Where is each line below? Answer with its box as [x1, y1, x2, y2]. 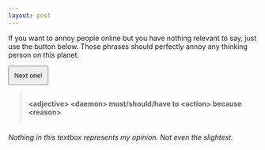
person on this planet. [8, 50, 80, 59]
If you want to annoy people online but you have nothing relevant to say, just [8, 33, 257, 43]
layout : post [8, 11, 51, 20]
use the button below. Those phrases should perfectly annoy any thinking [8, 41, 248, 51]
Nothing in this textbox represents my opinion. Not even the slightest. [8, 133, 233, 142]
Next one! [14, 71, 44, 80]
